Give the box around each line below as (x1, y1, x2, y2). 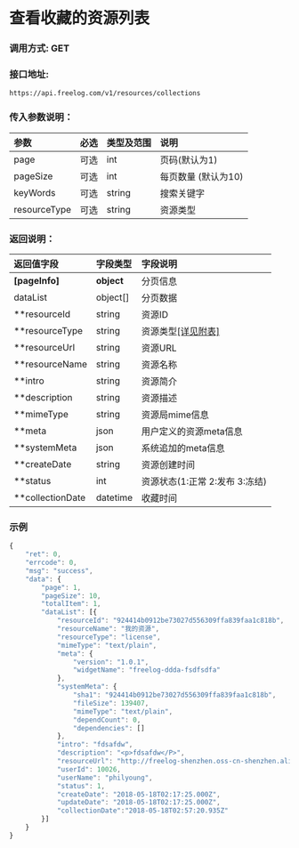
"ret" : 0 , (25, 550, 62, 559)
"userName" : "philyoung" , (56, 773, 153, 782)
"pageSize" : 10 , (41, 591, 101, 601)
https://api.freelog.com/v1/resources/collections (9, 89, 201, 98)
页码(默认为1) (159, 153, 218, 166)
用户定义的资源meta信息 (141, 425, 243, 437)
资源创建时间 (141, 459, 196, 471)
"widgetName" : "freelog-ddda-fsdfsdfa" (72, 666, 221, 674)
